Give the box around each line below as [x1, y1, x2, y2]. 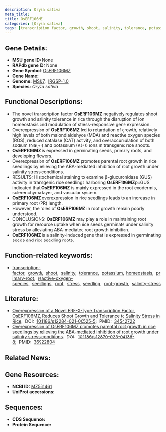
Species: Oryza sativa [12, 83, 58, 89]
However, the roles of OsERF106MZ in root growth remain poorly [12, 205, 145, 211]
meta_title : [5, 12, 30, 17]
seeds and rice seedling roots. [12, 237, 74, 243]
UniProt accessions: [12, 389, 55, 395]
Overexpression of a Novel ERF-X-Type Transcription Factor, [12, 308, 136, 314]
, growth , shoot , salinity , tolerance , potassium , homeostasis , [24, 270, 154, 276]
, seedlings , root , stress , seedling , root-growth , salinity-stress [28, 280, 161, 286]
